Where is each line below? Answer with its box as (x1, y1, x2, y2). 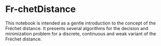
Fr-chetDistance (5, 3, 76, 15)
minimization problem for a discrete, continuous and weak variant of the (5, 30, 156, 36)
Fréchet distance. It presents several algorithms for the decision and (5, 25, 149, 31)
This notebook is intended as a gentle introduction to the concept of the (5, 20, 156, 26)
